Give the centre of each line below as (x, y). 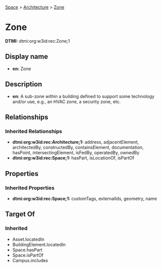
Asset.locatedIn (28, 239)
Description (24, 84)
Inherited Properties (30, 187)
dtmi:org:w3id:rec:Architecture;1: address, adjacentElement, (76, 142)
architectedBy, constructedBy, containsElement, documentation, (78, 147)
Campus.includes (30, 260)
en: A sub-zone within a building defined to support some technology (83, 96)
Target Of (20, 214)
